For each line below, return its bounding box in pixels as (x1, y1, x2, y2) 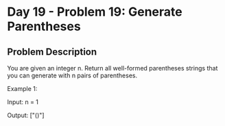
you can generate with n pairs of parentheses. (7, 71, 138, 79)
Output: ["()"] (7, 111, 45, 119)
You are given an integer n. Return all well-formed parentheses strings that (7, 64, 218, 72)
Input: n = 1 (7, 98, 39, 106)
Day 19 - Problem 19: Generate (7, 4, 183, 20)
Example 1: (7, 85, 38, 92)
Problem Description (7, 46, 97, 58)
